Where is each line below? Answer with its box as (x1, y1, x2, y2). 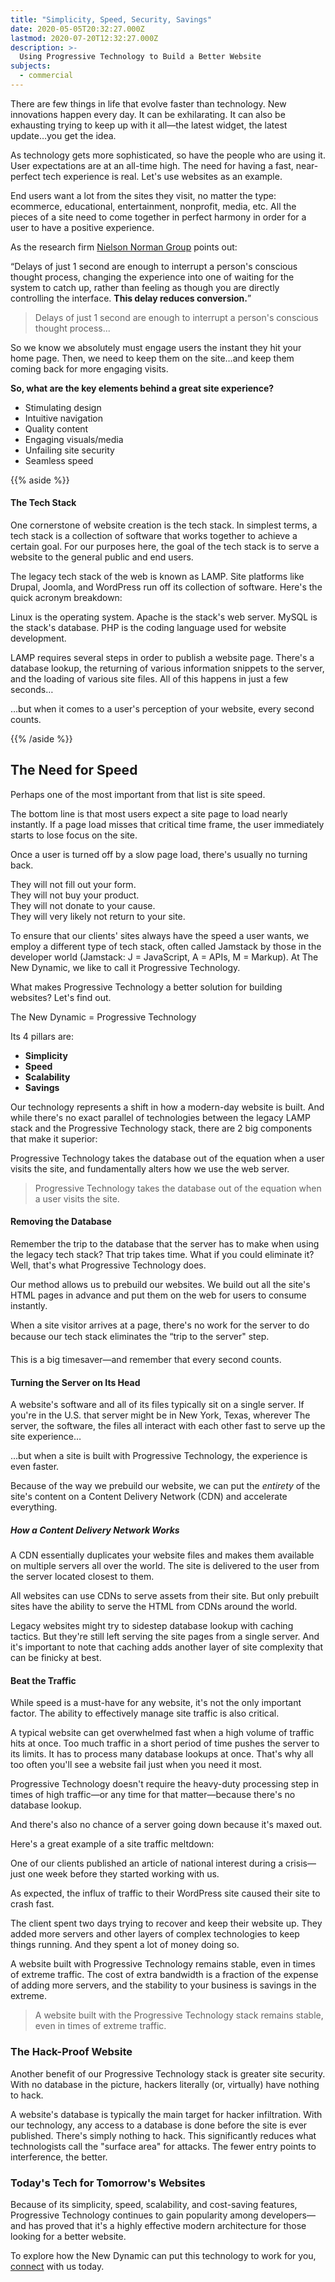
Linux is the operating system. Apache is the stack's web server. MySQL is (10, 611, 318, 623)
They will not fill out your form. (10, 878, 137, 890)
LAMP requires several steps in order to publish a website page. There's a (10, 652, 315, 664)
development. (10, 632, 67, 645)
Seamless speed (24, 454, 94, 466)
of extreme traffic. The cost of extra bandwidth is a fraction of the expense (10, 1969, 319, 1981)
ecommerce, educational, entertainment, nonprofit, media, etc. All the (10, 200, 297, 212)
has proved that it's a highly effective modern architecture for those (28, 2220, 307, 2232)
